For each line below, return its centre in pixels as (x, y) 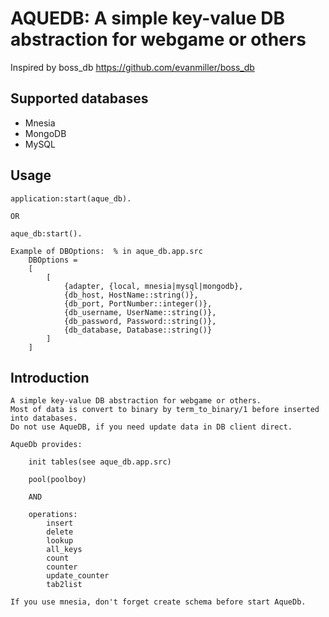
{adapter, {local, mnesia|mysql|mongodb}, (153, 286)
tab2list (64, 585)
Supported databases (79, 98)
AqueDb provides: (46, 445)
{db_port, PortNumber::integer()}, (138, 303)
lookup (60, 541)
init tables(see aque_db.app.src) (100, 462)
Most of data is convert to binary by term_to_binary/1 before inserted (165, 410)
